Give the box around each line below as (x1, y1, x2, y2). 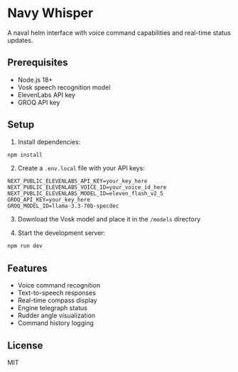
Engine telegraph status (17, 304, 87, 312)
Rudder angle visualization (17, 311, 96, 320)
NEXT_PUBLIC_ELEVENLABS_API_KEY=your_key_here (7, 177, 148, 185)
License (7, 339, 43, 351)
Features (7, 262, 48, 274)
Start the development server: (17, 229, 106, 237)
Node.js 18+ (17, 75, 53, 84)
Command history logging (17, 319, 94, 327)
